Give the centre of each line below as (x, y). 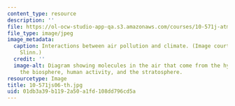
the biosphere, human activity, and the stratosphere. (101, 72)
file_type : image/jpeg (40, 33)
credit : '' (29, 59)
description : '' (31, 20)
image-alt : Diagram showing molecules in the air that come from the (117, 66)
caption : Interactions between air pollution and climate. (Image (112, 46)
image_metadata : (31, 40)
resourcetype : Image (37, 78)
